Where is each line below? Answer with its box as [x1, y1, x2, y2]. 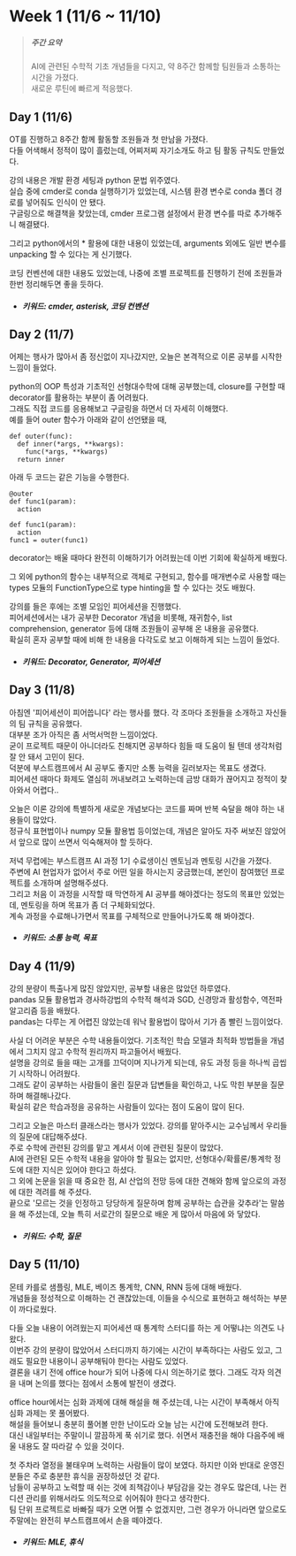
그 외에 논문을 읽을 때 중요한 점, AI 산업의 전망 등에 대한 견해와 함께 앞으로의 [9, 1176, 270, 1186]
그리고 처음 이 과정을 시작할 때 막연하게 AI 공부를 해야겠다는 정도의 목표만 [9, 888, 262, 899]
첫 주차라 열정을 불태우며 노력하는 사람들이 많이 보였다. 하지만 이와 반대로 [9, 1460, 262, 1470]
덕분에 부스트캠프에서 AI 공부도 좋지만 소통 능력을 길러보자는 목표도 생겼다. [9, 763, 267, 773]
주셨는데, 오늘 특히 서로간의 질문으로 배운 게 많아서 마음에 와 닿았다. [27, 1209, 261, 1220]
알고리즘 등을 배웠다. [9, 1006, 80, 1016]
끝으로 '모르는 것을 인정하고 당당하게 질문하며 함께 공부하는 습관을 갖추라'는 [9, 1198, 269, 1208]
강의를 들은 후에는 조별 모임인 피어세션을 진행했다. [9, 602, 182, 612]
